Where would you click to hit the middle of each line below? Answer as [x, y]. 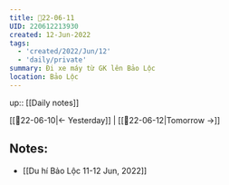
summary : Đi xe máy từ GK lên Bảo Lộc [82, 69]
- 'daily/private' [52, 60]
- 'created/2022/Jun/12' [64, 52]
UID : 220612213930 [44, 26]
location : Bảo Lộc [44, 77]
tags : [19, 43]
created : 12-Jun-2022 [50, 34]
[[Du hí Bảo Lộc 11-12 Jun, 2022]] [85, 170]
